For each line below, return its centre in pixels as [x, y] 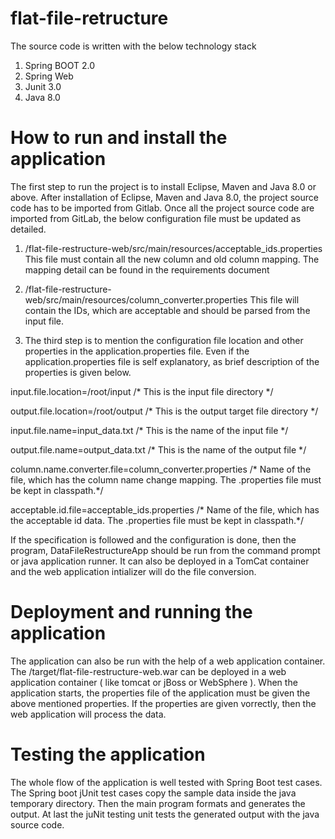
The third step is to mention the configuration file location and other [164, 340]
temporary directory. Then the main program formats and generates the [158, 803]
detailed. [28, 229]
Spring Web [49, 76]
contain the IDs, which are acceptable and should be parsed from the [167, 310]
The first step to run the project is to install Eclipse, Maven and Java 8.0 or [163, 186]
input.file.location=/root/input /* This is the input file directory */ [142, 391]
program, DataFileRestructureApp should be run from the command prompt [165, 550]
